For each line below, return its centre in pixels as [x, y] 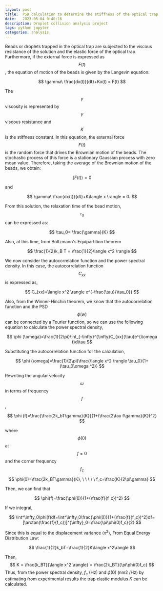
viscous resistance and [28, 122]
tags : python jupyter [27, 28]
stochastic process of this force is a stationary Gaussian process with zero [80, 158]
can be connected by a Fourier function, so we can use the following [74, 322]
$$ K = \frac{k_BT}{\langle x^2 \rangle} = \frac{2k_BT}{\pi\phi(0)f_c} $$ [82, 565]
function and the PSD [26, 307]
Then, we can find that [28, 489]
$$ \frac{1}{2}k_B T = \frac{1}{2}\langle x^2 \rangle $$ [82, 251]
